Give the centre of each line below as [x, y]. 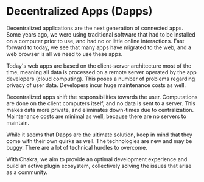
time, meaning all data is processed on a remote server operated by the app [101, 72]
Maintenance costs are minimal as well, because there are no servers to [97, 116]
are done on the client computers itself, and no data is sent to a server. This [101, 103]
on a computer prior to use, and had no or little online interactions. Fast [95, 41]
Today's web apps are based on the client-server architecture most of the [99, 66]
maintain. [18, 122]
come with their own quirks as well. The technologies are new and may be [99, 141]
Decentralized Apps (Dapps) [79, 11]
